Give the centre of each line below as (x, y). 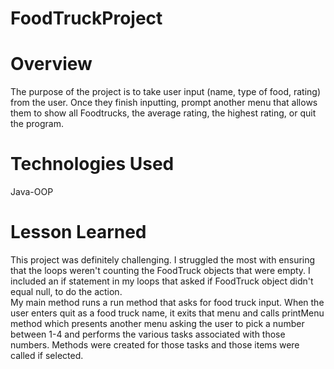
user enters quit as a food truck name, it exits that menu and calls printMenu (167, 313)
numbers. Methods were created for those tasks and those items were (155, 345)
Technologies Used (92, 164)
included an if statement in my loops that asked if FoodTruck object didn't (162, 281)
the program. (37, 124)
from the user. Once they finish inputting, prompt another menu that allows (164, 103)
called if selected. (47, 355)
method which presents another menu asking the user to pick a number (157, 323)
